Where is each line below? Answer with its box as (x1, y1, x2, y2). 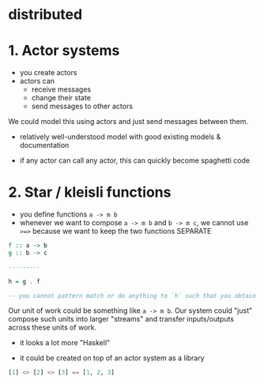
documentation (19, 141, 70, 150)
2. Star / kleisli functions (8, 183, 172, 201)
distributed (8, 6, 83, 24)
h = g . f (8, 277, 41, 285)
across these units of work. (8, 322, 97, 333)
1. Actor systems (8, 42, 120, 60)
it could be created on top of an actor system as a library (19, 353, 205, 363)
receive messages (31, 85, 92, 94)
